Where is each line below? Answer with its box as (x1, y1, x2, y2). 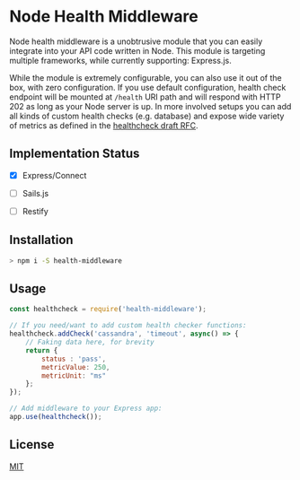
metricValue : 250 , (41, 362, 110, 371)
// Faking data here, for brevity (25, 338, 154, 347)
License (9, 437, 55, 452)
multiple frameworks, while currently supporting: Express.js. (9, 55, 232, 65)
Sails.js (22, 188, 49, 198)
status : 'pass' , (41, 354, 106, 363)
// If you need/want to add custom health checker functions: (9, 321, 247, 330)
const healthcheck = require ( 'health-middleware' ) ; (9, 305, 207, 314)
